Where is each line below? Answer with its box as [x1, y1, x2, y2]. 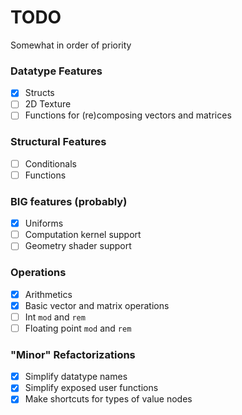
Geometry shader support [24, 240, 132, 252]
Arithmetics [24, 288, 73, 300]
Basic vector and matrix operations [24, 299, 170, 311]
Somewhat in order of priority [10, 39, 132, 51]
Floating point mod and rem [24, 322, 132, 334]
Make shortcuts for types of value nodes [24, 393, 193, 405]
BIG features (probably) [10, 194, 128, 208]
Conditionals [24, 157, 77, 170]
